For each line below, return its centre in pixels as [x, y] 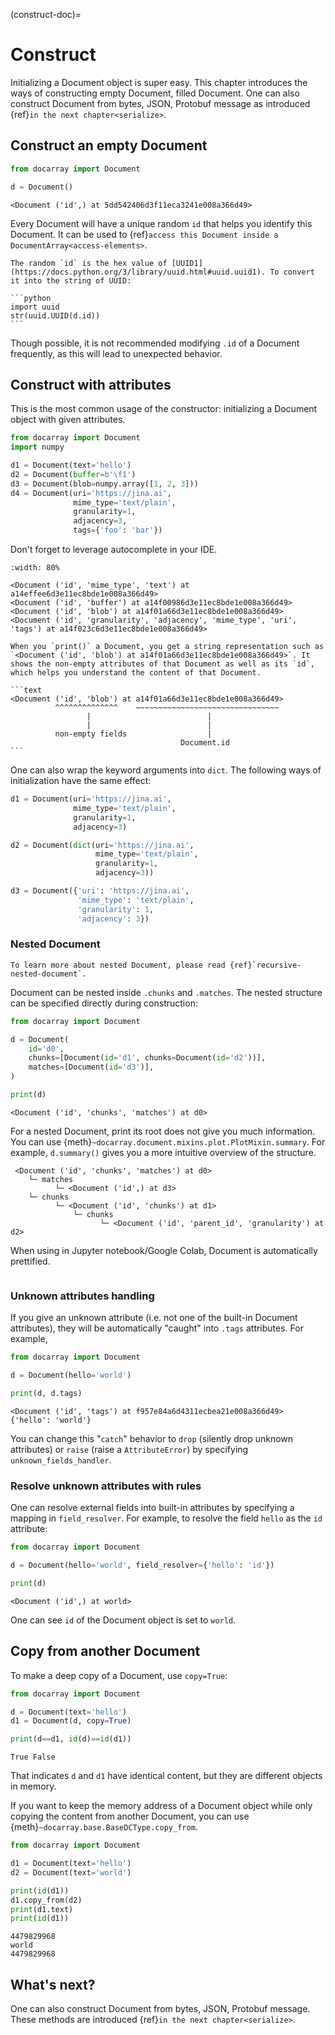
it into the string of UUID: [71, 280]
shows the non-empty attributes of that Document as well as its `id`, [162, 664]
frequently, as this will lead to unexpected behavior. [116, 353]
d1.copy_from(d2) [46, 1900]
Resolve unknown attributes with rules [106, 1486]
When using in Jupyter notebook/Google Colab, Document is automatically [164, 1250]
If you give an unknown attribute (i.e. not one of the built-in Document [154, 1318]
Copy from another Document [105, 1651]
